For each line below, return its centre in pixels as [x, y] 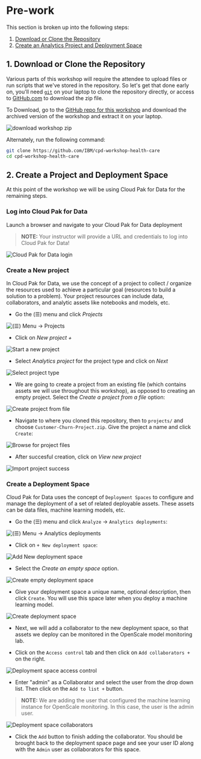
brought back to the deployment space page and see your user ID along [104, 743]
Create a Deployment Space [48, 484]
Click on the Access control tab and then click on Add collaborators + [103, 653]
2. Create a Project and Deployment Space [87, 175]
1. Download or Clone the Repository [76, 64]
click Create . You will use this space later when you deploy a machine [101, 599]
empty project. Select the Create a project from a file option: [90, 397]
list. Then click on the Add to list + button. [69, 689]
